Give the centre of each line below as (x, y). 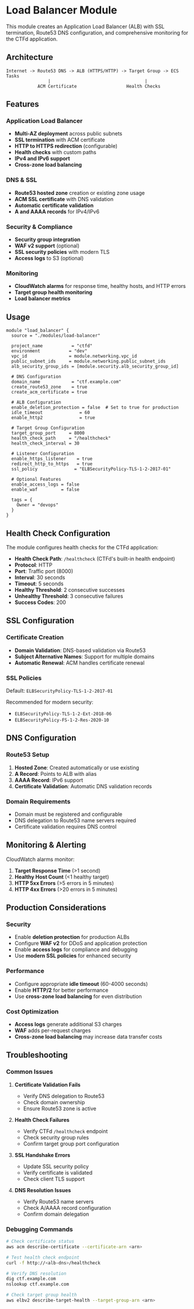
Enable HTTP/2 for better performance (61, 990)
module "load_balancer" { (37, 331)
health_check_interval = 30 (46, 443)
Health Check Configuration (58, 533)
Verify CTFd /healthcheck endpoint (65, 1131)
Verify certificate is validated (58, 1172)
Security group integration (47, 240)
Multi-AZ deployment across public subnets (68, 134)
